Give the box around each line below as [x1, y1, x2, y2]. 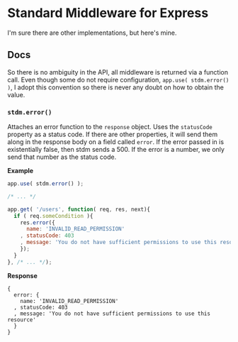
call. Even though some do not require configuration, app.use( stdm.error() [7, 75, 229, 84]
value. [7, 90, 25, 99]
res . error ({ [20, 219, 55, 226]
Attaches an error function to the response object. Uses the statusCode [7, 123, 212, 131]
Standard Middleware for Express [7, 5, 209, 21]
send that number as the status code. [7, 153, 117, 161]
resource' [7, 316, 37, 324]
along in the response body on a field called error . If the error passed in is [7, 138, 225, 146]
